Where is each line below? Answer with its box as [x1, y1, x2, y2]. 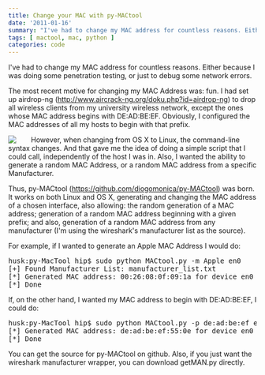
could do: [8, 303, 39, 313]
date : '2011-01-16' [8, 19, 73, 27]
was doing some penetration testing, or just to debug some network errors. [8, 71, 252, 81]
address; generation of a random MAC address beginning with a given [8, 209, 237, 219]
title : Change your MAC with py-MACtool [8, 11, 144, 20]
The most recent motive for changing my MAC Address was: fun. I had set [8, 86, 249, 96]
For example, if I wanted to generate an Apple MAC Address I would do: [8, 242, 241, 251]
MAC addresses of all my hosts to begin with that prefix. [8, 120, 191, 129]
